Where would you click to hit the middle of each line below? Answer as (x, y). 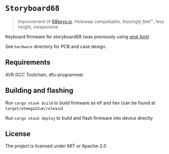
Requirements (28, 63)
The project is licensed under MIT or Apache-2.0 (56, 146)
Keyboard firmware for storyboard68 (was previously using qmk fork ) (77, 36)
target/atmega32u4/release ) (35, 108)
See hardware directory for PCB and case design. (56, 46)
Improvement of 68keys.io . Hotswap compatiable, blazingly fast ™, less (91, 21)
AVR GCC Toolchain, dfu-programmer (44, 74)
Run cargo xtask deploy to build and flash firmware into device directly (79, 118)
